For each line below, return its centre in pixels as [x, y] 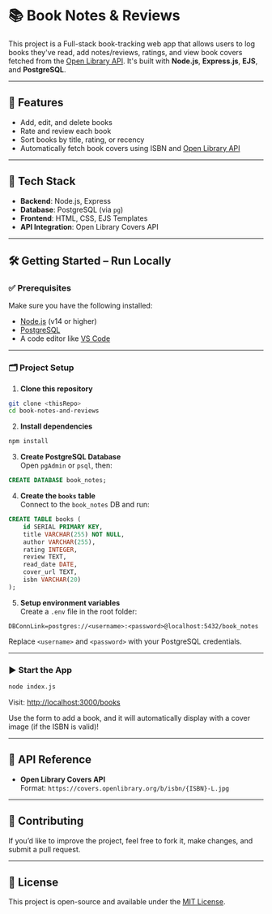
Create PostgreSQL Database [70, 457]
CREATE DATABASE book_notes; [57, 481]
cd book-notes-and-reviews [54, 411]
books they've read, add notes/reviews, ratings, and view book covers [125, 52]
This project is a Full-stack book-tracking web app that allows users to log [132, 43]
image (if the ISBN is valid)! [54, 726]
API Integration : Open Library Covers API [89, 226]
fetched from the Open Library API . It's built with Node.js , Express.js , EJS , [133, 61]
